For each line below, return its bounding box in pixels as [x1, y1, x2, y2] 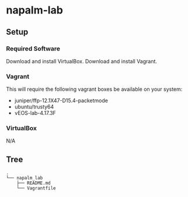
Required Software [6, 45, 60, 53]
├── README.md [16, 180, 51, 186]
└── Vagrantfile [16, 185, 57, 191]
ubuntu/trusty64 [14, 103, 54, 110]
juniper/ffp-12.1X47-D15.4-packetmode [14, 97, 109, 104]
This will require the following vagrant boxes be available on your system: [6, 86, 183, 93]
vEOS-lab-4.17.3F [14, 110, 57, 117]
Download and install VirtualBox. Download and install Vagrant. [6, 57, 158, 64]
